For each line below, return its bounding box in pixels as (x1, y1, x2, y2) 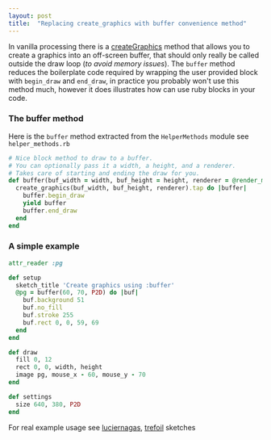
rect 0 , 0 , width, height (15, 363, 103, 371)
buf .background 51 (23, 296, 85, 304)
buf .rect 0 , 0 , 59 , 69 (23, 318, 99, 327)
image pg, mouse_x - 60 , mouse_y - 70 (15, 371, 147, 379)
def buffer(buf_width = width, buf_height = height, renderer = (8, 177, 229, 185)
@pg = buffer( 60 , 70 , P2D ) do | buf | (15, 288, 139, 297)
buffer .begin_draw (23, 191, 85, 200)
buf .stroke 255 (23, 312, 74, 320)
